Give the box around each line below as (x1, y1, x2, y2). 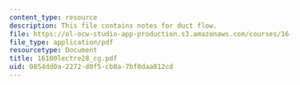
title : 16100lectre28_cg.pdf (9, 54, 118, 63)
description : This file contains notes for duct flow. (9, 21, 218, 30)
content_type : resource (9, 12, 98, 22)
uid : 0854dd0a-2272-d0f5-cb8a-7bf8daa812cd (9, 63, 174, 72)
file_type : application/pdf (9, 37, 114, 47)
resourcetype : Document (9, 46, 98, 55)
